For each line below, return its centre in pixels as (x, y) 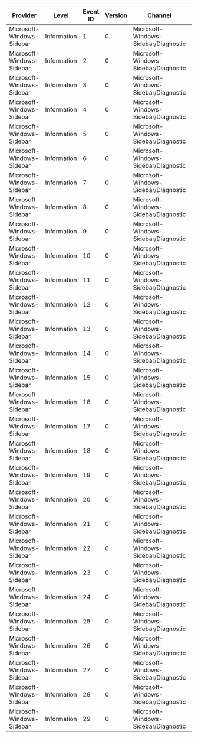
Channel (159, 15)
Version (116, 15)
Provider (24, 15)
